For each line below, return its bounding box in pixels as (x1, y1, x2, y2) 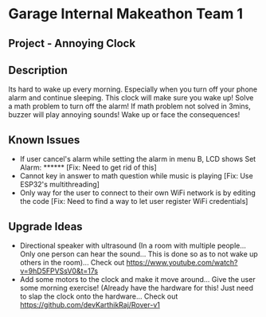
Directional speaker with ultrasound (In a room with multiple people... (19, 241, 247, 251)
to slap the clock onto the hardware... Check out (19, 292, 178, 301)
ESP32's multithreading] (19, 180, 100, 190)
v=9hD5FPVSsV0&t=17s (19, 266, 99, 276)
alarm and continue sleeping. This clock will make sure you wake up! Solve (8, 93, 254, 103)
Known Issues (8, 133, 80, 147)
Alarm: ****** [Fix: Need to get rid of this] (19, 162, 157, 172)
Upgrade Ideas (8, 220, 83, 233)
